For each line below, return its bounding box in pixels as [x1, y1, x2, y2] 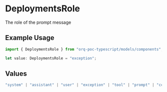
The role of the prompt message [5, 19, 71, 25]
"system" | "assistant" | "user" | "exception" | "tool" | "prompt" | [5, 83, 155, 88]
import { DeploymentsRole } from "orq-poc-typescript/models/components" [5, 46, 162, 52]
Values [5, 69, 27, 78]
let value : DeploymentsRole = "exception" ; [5, 55, 97, 61]
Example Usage [5, 34, 55, 42]
